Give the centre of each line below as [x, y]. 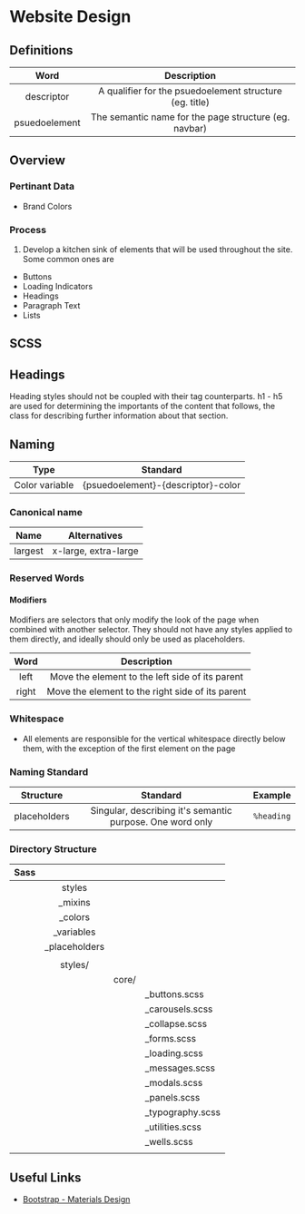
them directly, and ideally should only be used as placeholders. [127, 639]
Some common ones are [69, 259]
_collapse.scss [176, 1024]
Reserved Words [47, 578]
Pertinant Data [42, 186]
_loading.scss [174, 1053]
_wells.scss [169, 1142]
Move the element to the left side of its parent [146, 677]
